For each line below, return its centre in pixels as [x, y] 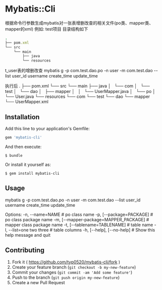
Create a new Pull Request [39, 282]
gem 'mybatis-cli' [24, 137]
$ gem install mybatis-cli [32, 173]
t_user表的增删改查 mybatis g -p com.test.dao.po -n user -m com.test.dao [79, 71]
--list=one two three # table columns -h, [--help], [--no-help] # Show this [82, 230]
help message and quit [28, 235]
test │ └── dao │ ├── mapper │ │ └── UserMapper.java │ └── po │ [80, 92]
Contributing [25, 250]
